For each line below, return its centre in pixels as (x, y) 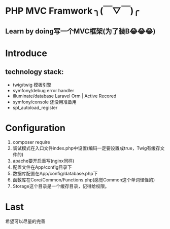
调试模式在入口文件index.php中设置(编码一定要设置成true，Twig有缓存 (86, 148)
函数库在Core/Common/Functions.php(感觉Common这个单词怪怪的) (84, 180)
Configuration (36, 128)
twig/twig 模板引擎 (32, 85)
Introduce (26, 53)
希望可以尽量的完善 (25, 221)
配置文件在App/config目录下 (42, 167)
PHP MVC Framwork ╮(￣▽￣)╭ (72, 11)
